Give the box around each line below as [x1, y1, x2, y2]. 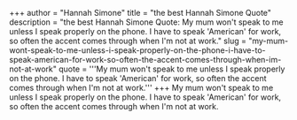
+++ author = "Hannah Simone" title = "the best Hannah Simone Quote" [9, 8, 272, 18]
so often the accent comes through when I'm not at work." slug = [9, 35, 246, 46]
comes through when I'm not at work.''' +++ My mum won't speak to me [9, 83, 274, 93]
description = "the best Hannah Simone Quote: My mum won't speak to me [9, 17, 284, 27]
